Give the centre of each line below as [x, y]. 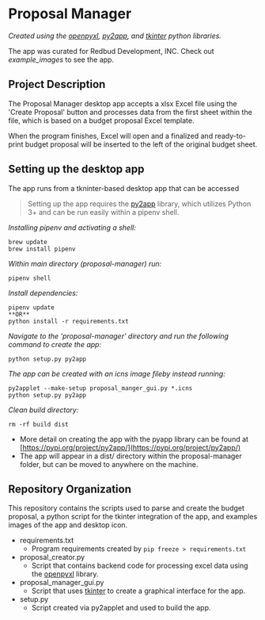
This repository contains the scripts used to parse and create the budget [127, 508]
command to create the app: [55, 344]
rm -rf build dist [38, 424]
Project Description [57, 84]
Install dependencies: [43, 293]
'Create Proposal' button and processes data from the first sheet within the [131, 112]
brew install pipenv [42, 249]
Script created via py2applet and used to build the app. [121, 608]
